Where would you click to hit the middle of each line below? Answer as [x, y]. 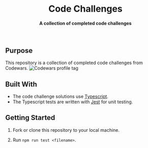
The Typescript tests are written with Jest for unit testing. [73, 102]
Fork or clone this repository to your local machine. [66, 130]
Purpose [19, 51]
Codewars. [17, 68]
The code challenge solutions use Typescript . [60, 97]
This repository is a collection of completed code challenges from [74, 63]
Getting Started [30, 118]
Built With [21, 84]
